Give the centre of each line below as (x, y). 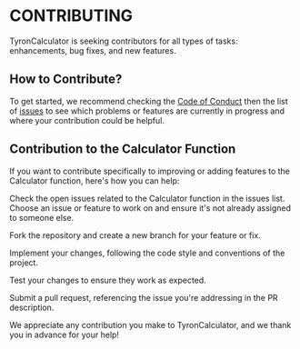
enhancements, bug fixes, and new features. (93, 50)
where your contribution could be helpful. (87, 120)
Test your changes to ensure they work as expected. (108, 280)
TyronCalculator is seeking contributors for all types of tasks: (124, 41)
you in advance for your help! (65, 334)
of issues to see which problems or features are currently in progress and (147, 111)
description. (32, 307)
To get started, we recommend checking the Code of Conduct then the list (149, 101)
